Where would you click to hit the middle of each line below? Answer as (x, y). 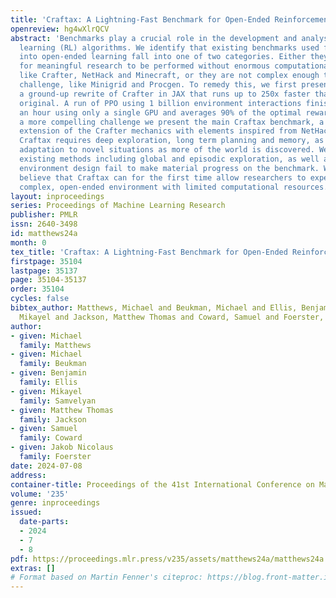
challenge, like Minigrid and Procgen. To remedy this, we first (158, 85)
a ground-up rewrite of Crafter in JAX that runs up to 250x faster (165, 94)
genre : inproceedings (55, 503)
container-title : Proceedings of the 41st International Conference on (162, 484)
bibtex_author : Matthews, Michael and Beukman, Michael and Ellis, (154, 308)
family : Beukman (53, 364)
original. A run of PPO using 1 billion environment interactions (160, 103)
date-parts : (44, 522)
